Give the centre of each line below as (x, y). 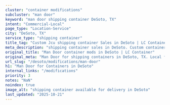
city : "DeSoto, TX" (26, 33)
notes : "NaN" (19, 80)
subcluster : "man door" (30, 15)
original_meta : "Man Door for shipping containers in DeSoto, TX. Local (83, 57)
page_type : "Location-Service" (38, 29)
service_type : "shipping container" (44, 38)
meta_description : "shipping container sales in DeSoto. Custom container (86, 47)
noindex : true (20, 85)
